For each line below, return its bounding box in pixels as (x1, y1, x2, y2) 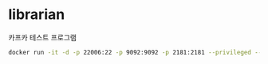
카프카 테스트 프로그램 (8, 32, 77, 42)
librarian (8, 6, 65, 24)
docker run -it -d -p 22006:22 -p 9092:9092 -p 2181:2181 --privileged (8, 48, 251, 56)
